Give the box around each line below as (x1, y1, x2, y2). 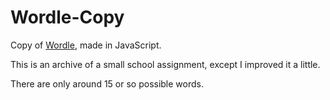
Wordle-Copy (10, 6, 125, 29)
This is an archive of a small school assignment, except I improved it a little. (10, 58, 321, 70)
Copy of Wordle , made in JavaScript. (10, 39, 162, 51)
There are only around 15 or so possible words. (10, 77, 204, 90)
